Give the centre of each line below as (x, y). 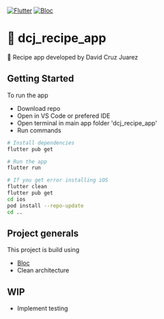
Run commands (39, 130)
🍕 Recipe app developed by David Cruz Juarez (73, 57)
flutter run (24, 168)
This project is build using (43, 250)
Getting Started (41, 79)
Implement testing (42, 309)
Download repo (39, 108)
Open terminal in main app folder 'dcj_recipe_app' (87, 123)
